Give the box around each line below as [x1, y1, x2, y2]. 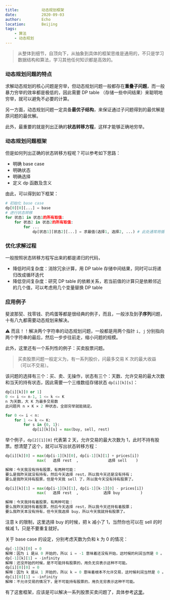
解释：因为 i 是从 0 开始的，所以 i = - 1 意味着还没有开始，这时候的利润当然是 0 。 [5, 551, 164, 556]
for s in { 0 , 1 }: [23, 422, 60, 427]
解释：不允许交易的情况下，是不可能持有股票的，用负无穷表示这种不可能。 [5, 579, 138, 584]
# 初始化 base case [5, 201, 44, 206]
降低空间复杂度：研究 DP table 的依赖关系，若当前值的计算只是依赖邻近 [12, 278, 162, 284]
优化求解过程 [5, 242, 37, 249]
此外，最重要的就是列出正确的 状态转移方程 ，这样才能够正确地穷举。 [5, 124, 147, 130]
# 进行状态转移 [5, 210, 33, 216]
